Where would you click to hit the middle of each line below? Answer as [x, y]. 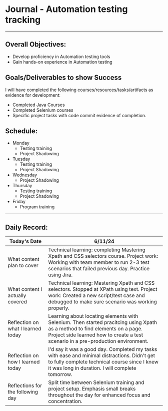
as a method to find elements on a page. [95, 329]
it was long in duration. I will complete [92, 368]
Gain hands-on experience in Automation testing [62, 62]
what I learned [24, 329]
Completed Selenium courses [43, 110]
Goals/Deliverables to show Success [63, 78]
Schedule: [21, 131]
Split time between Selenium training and [96, 382]
